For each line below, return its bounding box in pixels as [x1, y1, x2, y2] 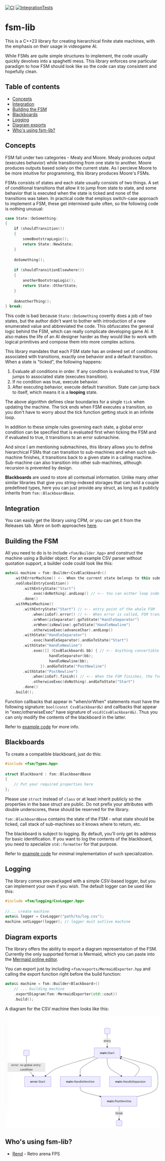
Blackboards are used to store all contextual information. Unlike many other [5, 474, 159, 480]
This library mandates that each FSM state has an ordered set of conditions [5, 348, 158, 354]
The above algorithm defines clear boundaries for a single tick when [5, 399, 145, 405]
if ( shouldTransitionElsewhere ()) [14, 268, 84, 273]
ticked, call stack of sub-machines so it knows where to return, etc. [5, 821, 141, 827]
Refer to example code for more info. [5, 724, 80, 729]
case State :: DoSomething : [5, 216, 58, 221]
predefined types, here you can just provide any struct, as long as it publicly [5, 485, 159, 491]
